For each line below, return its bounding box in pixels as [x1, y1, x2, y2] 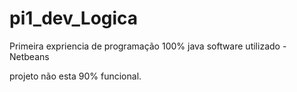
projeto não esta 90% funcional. [9, 70, 142, 82]
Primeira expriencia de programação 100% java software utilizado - [9, 40, 287, 52]
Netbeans [9, 50, 50, 62]
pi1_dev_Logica [9, 7, 139, 30]
